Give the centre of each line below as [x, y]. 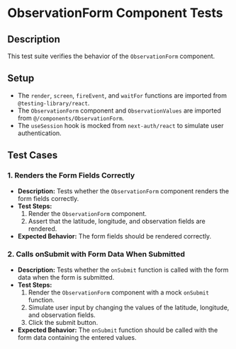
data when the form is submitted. [66, 277]
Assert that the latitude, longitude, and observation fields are [117, 221]
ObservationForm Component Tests [115, 13]
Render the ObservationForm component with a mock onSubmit [118, 292]
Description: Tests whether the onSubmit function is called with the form [123, 270]
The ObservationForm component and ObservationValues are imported [119, 110]
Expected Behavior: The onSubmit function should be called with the [118, 330]
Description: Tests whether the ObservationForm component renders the [123, 191]
